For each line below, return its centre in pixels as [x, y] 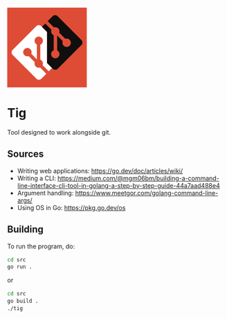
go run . [20, 267]
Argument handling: [45, 193]
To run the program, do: [41, 246]
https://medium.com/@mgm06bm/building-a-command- [138, 178]
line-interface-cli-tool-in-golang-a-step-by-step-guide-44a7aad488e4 [118, 185]
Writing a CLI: [37, 178]
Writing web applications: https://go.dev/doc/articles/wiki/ [100, 171]
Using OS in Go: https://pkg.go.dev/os [71, 207]
